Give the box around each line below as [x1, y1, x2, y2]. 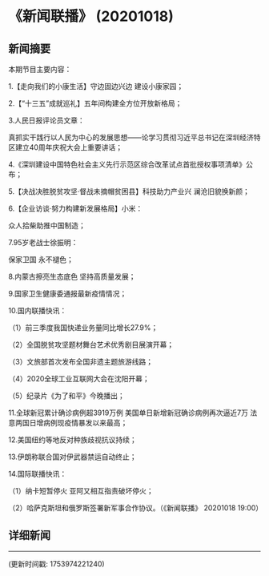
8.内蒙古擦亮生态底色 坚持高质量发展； [8, 272, 136, 281]
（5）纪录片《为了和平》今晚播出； [8, 391, 126, 401]
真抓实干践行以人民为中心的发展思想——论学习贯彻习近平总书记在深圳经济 [8, 133, 254, 142]
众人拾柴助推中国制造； [8, 221, 86, 230]
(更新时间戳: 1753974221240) [8, 558, 106, 569]
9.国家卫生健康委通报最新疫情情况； [8, 289, 127, 298]
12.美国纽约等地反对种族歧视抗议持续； [8, 435, 138, 445]
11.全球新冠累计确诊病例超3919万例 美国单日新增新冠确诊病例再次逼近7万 [8, 408, 248, 417]
